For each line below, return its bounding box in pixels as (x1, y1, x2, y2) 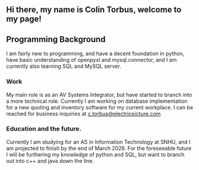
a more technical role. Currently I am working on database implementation (6, 97, 188, 105)
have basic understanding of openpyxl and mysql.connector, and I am (6, 56, 177, 64)
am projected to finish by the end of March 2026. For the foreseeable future (6, 144, 192, 152)
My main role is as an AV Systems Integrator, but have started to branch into (6, 91, 192, 98)
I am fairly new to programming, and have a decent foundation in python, (6, 50, 185, 57)
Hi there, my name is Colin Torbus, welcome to (6, 5, 182, 15)
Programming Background (6, 34, 106, 44)
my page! (6, 14, 42, 24)
